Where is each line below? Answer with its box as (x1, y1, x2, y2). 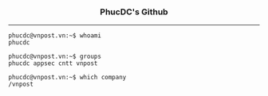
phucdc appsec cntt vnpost (8, 60, 98, 67)
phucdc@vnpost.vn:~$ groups (8, 52, 102, 61)
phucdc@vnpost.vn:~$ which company (8, 74, 127, 82)
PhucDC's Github (99, 6, 169, 17)
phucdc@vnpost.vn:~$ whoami (8, 32, 102, 40)
